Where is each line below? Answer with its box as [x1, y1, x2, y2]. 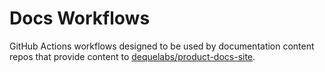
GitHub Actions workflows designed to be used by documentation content [9, 40, 315, 52]
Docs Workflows [9, 7, 151, 30]
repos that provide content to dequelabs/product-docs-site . [9, 50, 256, 62]
